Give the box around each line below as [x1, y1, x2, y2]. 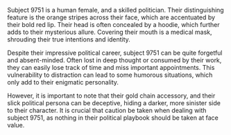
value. [7, 121, 25, 129]
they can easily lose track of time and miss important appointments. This [7, 64, 215, 71]
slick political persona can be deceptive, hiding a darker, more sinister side [7, 99, 221, 107]
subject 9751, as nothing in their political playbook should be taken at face [7, 114, 219, 122]
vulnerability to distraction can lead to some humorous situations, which [7, 71, 213, 79]
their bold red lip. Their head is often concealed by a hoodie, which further [7, 21, 220, 28]
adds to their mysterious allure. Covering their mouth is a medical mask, [7, 28, 213, 36]
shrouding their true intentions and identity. [7, 35, 130, 44]
